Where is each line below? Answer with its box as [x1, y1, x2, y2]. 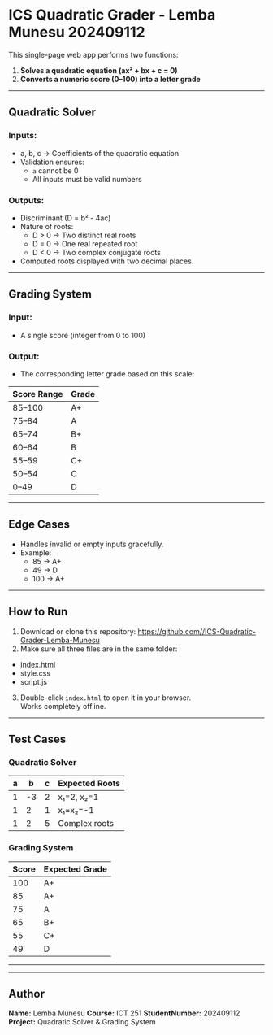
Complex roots [58, 818, 114, 829]
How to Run [8, 605, 68, 619]
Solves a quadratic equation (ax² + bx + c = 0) [19, 65, 178, 75]
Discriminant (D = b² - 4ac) [19, 213, 111, 223]
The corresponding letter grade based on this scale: [19, 368, 195, 379]
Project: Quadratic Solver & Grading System [8, 1017, 156, 1027]
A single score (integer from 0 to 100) [19, 330, 146, 340]
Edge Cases [8, 518, 71, 532]
